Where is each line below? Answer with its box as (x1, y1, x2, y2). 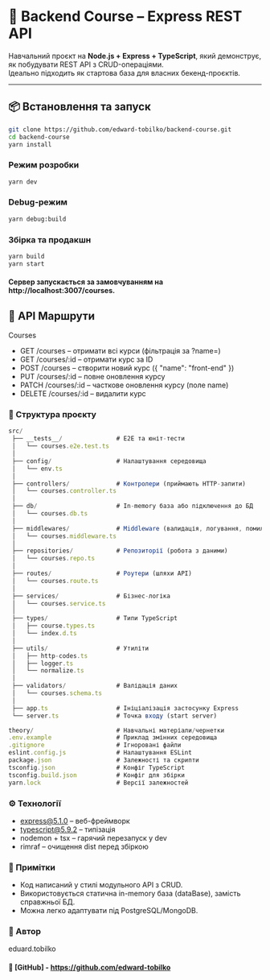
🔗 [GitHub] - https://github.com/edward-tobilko (8, 962, 171, 973)
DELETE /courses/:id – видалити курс (19, 389, 146, 399)
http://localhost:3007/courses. (8, 286, 115, 296)
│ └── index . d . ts (11, 630, 78, 638)
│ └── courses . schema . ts (11, 689, 103, 697)
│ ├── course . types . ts (11, 622, 95, 631)
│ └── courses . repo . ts (11, 555, 95, 563)
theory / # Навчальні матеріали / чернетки (8, 726, 225, 734)
